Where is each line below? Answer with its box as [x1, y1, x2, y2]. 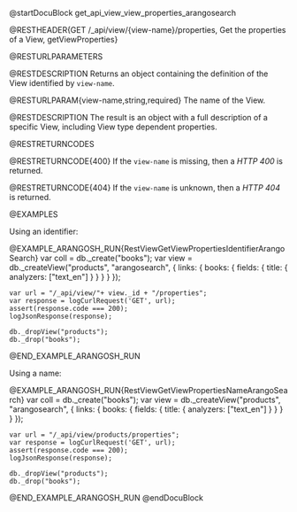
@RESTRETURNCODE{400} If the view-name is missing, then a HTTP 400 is [9, 156, 283, 167]
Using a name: [9, 368, 62, 378]
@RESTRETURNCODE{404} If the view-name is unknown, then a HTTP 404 [9, 182, 281, 193]
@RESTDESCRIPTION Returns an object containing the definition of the [9, 68, 269, 79]
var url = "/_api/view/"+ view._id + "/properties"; [9, 289, 208, 298]
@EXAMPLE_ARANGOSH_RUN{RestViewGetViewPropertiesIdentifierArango [9, 244, 286, 253]
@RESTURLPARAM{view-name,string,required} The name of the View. [9, 95, 266, 105]
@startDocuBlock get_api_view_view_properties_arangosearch [9, 8, 237, 18]
